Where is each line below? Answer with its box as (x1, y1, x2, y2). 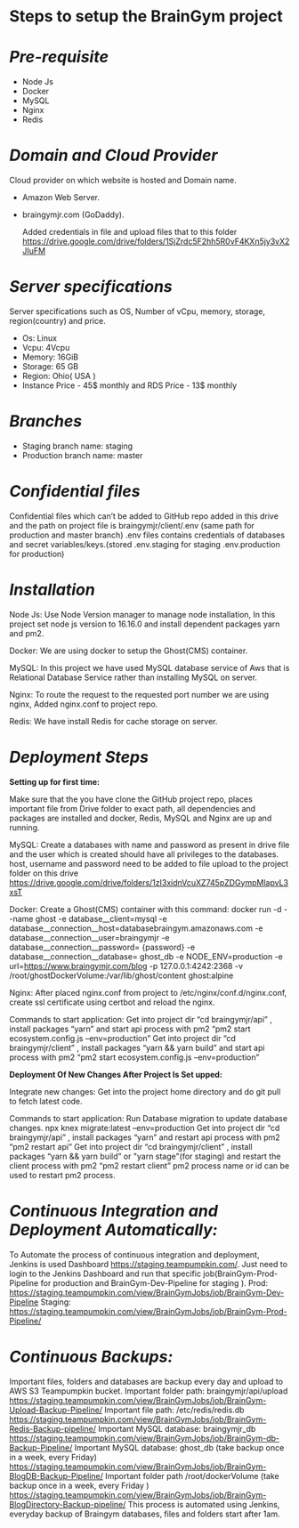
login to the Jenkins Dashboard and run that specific (9, 1268, 202, 1279)
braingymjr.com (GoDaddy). (21, 209, 125, 220)
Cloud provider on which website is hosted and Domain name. (9, 175, 238, 186)
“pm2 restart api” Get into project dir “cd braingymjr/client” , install (9, 1141, 253, 1152)
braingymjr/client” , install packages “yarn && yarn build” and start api (9, 1042, 265, 1053)
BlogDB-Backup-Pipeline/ (9, 1470, 104, 1481)
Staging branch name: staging (21, 441, 133, 451)
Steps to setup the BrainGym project (9, 6, 283, 27)
